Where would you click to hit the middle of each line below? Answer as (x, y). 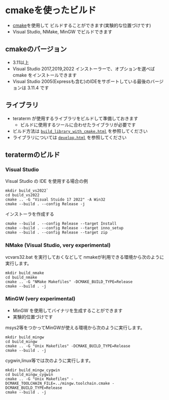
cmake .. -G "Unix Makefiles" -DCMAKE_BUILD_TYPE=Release (68, 346)
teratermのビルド (33, 155)
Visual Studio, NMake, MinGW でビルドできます (62, 31)
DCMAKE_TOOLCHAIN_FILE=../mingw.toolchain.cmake (58, 383)
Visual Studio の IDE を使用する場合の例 (47, 181)
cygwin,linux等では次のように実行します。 (49, 361)
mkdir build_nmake (25, 273)
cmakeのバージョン (36, 49)
